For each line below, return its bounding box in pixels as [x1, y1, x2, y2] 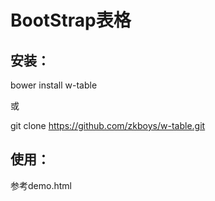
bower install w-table [10, 79, 98, 91]
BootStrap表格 [10, 9, 132, 32]
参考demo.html [10, 179, 72, 191]
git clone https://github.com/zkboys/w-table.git [10, 120, 206, 131]
